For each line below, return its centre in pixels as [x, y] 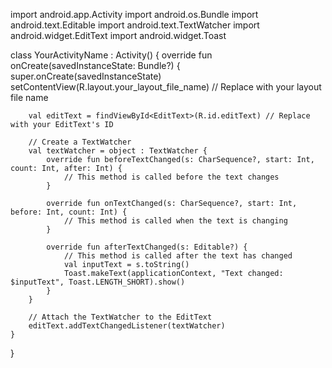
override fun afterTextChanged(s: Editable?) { [147, 247]
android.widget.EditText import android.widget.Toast [118, 35]
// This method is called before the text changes [171, 177]
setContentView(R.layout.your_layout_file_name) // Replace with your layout [166, 87]
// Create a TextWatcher [80, 142]
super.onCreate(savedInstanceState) [86, 76]
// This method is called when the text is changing [175, 221]
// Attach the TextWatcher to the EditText [120, 317]
